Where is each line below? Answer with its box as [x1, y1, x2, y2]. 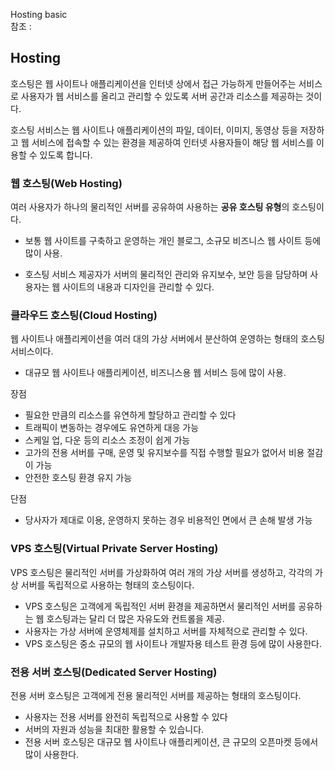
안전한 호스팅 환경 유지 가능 [24, 472, 133, 484]
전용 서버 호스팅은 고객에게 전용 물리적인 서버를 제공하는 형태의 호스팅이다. [10, 690, 302, 701]
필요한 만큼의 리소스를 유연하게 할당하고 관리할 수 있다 [24, 409, 237, 421]
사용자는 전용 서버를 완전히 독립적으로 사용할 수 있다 [24, 711, 228, 723]
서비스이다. [10, 345, 54, 358]
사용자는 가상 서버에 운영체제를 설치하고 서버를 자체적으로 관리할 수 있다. [24, 625, 308, 637]
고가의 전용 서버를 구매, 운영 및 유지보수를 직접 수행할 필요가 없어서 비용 [24, 447, 305, 459]
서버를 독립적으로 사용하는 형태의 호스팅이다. [20, 579, 195, 591]
